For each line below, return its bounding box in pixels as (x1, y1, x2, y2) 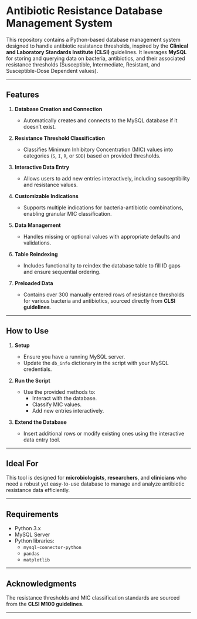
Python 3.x (14, 525, 41, 532)
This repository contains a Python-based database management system (6, 36, 181, 43)
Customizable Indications (14, 192, 79, 199)
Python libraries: (14, 537, 55, 544)
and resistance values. (23, 181, 78, 188)
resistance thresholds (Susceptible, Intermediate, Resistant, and (6, 61, 161, 68)
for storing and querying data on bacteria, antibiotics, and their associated (6, 55, 186, 62)
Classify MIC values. (32, 401, 82, 408)
